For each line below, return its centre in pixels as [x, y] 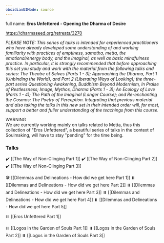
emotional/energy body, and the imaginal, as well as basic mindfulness [77, 58]
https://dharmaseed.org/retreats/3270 [44, 33]
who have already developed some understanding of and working [72, 47]
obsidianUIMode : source [30, 10]
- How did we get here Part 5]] [36, 206]
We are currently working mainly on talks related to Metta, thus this [73, 125]
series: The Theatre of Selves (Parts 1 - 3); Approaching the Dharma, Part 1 [82, 73]
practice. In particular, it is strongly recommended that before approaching [81, 63]
